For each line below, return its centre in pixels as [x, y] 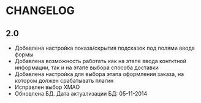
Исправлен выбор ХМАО [47, 87]
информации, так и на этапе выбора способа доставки [86, 67]
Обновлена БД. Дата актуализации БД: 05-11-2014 [81, 93]
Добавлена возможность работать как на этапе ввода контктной [100, 61]
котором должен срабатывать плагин [64, 81]
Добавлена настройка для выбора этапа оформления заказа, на [99, 74]
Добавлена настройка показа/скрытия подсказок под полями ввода [105, 48]
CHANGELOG [40, 11]
